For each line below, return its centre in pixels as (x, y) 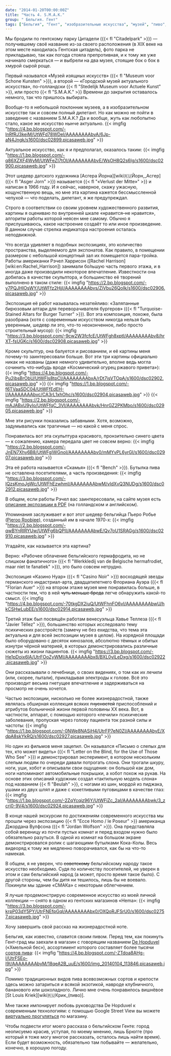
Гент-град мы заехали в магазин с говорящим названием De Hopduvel (82, 942)
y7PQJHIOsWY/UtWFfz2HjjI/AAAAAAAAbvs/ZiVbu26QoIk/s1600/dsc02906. (85, 288)
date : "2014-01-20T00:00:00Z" (37, 10)
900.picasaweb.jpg (25, 166)
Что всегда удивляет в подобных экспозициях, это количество (74, 245)
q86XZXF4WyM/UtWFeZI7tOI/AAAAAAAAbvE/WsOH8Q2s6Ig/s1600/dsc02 (84, 161)
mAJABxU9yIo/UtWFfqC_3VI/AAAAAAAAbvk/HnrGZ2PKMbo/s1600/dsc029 (85, 406)
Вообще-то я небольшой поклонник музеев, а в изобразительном (77, 107)
